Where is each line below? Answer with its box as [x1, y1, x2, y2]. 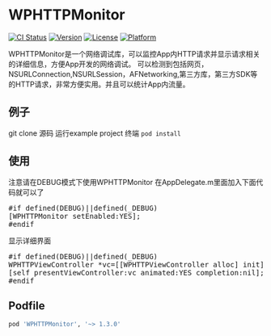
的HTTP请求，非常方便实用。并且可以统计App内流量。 [8, 79, 190, 89]
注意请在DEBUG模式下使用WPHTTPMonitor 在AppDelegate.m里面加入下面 [8, 177, 256, 187]
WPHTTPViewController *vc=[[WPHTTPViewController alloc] [8, 260, 239, 269]
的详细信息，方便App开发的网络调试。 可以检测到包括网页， [8, 59, 209, 69]
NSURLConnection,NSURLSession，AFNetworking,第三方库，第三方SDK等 [8, 69, 258, 78]
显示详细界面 [8, 236, 51, 246]
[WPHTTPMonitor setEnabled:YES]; [8, 212, 142, 220]
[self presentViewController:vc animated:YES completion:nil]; [8, 268, 265, 277]
